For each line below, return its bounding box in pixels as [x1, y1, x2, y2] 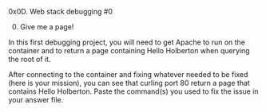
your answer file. [8, 95, 64, 104]
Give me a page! [19, 22, 74, 31]
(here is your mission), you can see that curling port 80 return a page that [8, 79, 250, 87]
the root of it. [8, 55, 51, 64]
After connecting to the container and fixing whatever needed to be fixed [8, 70, 248, 79]
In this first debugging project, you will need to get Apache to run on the [8, 37, 246, 47]
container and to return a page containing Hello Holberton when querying [8, 46, 250, 55]
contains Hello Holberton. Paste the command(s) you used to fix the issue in [8, 87, 259, 96]
